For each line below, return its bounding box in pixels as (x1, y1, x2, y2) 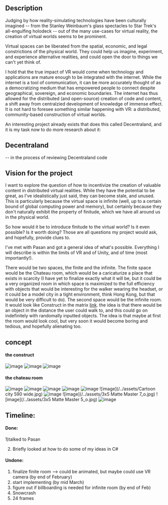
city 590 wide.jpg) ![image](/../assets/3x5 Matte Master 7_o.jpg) (5, 391, 155, 397)
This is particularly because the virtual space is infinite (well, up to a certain (5, 198, 161, 204)
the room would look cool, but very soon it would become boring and (5, 318, 148, 324)
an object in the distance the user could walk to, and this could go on (5, 307, 148, 313)
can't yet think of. (5, 59, 42, 65)
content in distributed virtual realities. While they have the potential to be (5, 188, 155, 194)
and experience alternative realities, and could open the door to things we (5, 54, 158, 60)
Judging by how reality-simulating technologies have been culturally (5, 17, 146, 23)
